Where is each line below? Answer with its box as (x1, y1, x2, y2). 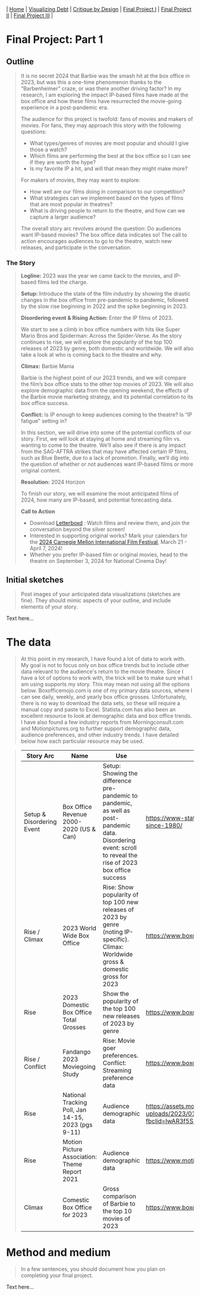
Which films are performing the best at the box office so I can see (29, 152, 191, 159)
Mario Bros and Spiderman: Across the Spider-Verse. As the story (20, 332, 182, 340)
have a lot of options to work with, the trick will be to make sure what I (20, 674, 193, 681)
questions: (20, 128, 47, 135)
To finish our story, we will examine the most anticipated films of (20, 490, 179, 497)
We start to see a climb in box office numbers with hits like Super (20, 326, 180, 333)
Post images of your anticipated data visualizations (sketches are (20, 590, 181, 598)
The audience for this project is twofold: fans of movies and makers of (20, 116, 193, 122)
